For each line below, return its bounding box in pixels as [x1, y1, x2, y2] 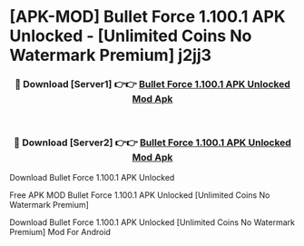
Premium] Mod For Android [9, 226, 112, 237]
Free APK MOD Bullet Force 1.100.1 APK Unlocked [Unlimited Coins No [9, 189, 270, 201]
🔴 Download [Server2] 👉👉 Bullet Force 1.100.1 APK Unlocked [13, 136, 292, 149]
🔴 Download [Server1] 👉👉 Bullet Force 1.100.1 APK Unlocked [15, 78, 290, 91]
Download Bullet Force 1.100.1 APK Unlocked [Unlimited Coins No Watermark [9, 216, 296, 228]
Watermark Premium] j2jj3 [9, 45, 211, 65]
